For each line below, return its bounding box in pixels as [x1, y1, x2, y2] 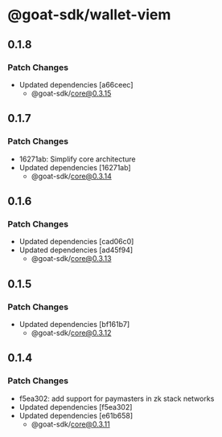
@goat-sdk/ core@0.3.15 [31, 88, 112, 98]
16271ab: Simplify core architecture [18, 154, 136, 164]
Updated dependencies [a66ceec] [18, 80, 134, 89]
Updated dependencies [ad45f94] [18, 245, 134, 255]
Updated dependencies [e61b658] [18, 410, 134, 420]
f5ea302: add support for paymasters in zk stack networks [18, 394, 215, 403]
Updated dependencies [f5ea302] [18, 402, 133, 411]
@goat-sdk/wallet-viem [7, 6, 171, 24]
